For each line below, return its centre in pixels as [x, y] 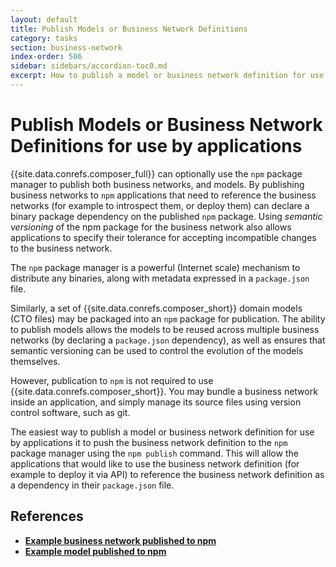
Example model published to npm [95, 551]
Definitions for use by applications [156, 146]
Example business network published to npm [120, 540]
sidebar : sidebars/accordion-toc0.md [89, 66]
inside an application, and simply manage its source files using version [156, 402]
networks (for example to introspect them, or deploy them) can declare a [160, 205]
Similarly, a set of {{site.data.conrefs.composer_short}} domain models [156, 308]
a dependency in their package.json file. [92, 485]
